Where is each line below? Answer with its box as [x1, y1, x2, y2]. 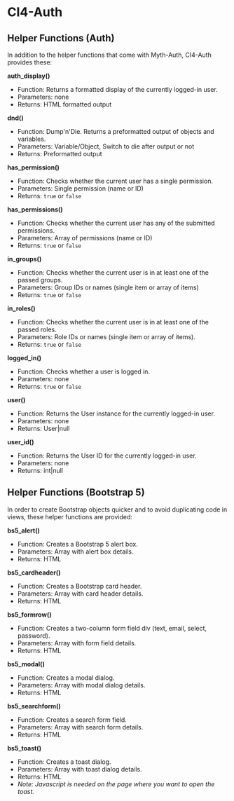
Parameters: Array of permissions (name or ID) [17, 234, 153, 242]
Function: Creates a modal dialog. [17, 673, 115, 682]
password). [17, 631, 50, 640]
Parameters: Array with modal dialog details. [17, 680, 146, 689]
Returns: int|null [17, 467, 63, 474]
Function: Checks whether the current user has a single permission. [17, 177, 214, 185]
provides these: [7, 58, 53, 67]
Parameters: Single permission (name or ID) [17, 184, 144, 193]
